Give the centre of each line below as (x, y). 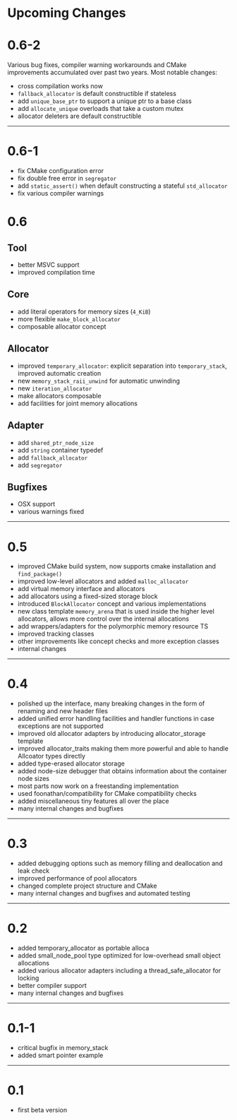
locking (28, 978)
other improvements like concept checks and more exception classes (119, 641)
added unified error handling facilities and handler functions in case (116, 719)
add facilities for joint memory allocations (77, 403)
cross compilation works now (60, 86)
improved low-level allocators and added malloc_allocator (103, 581)
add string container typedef (60, 450)
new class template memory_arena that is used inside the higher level (116, 612)
